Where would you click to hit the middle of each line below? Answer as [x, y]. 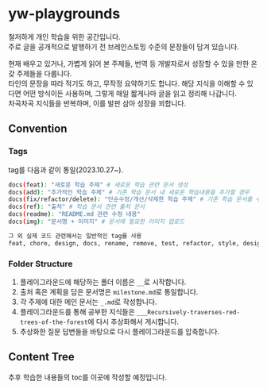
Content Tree [42, 357]
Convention [38, 129]
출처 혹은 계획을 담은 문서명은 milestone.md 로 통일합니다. [109, 291]
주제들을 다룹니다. [44, 73]
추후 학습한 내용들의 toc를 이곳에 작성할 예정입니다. [87, 377]
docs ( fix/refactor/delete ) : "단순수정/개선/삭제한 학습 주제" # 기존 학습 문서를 [130, 199]
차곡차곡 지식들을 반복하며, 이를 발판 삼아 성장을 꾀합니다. [97, 103]
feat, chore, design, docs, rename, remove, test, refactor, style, [124, 243]
